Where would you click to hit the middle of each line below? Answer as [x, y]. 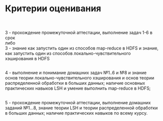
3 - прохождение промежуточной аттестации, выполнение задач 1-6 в [79, 32]
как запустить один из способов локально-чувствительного [68, 53]
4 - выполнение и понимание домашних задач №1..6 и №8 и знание [76, 73]
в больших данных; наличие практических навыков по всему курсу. [76, 113]
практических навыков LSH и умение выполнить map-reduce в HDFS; [78, 88]
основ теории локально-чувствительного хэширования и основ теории [80, 78]
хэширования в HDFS [27, 58]
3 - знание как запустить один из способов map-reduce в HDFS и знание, [82, 48]
